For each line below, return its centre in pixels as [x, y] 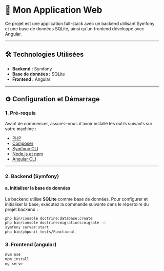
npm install [17, 259]
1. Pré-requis [20, 113]
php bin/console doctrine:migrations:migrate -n [55, 223]
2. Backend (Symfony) [32, 177]
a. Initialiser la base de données [38, 188]
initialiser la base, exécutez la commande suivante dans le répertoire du [77, 204]
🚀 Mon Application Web [54, 10]
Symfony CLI [25, 149]
